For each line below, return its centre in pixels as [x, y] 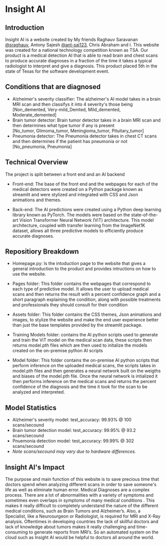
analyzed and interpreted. [39, 392]
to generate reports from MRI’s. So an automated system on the [94, 532]
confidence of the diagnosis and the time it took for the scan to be [80, 387]
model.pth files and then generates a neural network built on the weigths [86, 371]
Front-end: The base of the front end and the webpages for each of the [85, 184]
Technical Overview [37, 162]
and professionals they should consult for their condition [70, 305]
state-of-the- [144, 215]
